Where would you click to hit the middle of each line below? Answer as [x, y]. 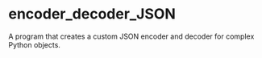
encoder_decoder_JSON [92, 14]
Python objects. [34, 44]
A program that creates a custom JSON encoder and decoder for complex [131, 36]
